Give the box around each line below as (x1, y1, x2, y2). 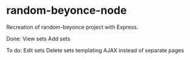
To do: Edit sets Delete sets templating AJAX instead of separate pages (6, 46, 185, 54)
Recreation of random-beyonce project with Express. (6, 23, 139, 31)
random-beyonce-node (6, 4, 127, 17)
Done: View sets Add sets (6, 35, 71, 42)
